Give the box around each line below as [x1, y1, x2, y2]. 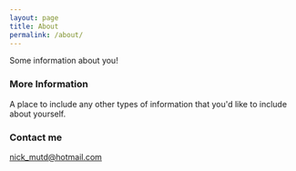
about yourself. [9, 108, 66, 119]
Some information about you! [9, 55, 118, 66]
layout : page [9, 13, 59, 23]
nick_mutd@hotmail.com [9, 151, 103, 162]
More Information [9, 78, 88, 91]
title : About [9, 22, 59, 31]
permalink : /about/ [9, 30, 84, 39]
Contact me [9, 131, 63, 144]
